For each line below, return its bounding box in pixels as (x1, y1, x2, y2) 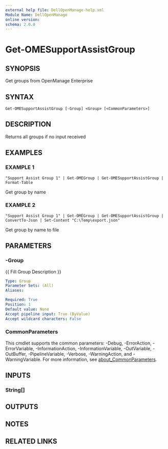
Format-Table (5, 180, 33, 185)
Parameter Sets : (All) (5, 283, 54, 288)
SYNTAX (5, 93, 34, 101)
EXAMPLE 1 (5, 164, 35, 171)
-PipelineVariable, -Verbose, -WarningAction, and (28, 351, 132, 357)
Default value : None (5, 307, 50, 312)
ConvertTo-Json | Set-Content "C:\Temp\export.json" (5, 218, 120, 223)
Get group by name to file (5, 226, 59, 233)
